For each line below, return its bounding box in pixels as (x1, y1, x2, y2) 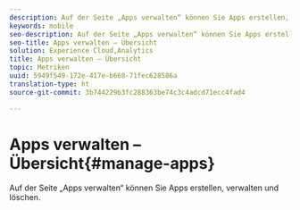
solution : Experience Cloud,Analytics (9, 46, 154, 55)
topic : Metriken (9, 63, 70, 72)
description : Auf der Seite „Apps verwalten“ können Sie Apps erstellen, (9, 13, 290, 22)
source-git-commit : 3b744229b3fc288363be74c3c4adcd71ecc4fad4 (9, 88, 246, 97)
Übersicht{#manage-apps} (9, 153, 216, 173)
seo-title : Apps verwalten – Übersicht (9, 38, 158, 47)
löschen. (9, 192, 41, 203)
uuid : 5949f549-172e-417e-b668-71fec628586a (9, 71, 178, 80)
